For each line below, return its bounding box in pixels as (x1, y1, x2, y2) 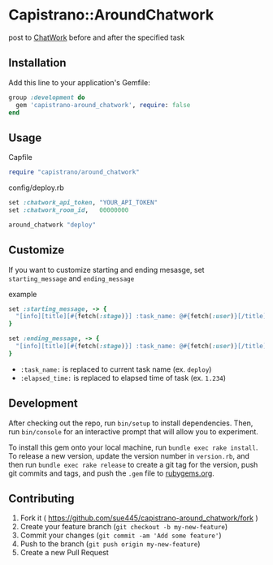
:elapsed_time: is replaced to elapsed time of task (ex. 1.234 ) (19, 373, 226, 382)
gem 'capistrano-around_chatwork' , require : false (15, 101, 191, 109)
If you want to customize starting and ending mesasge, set (8, 265, 205, 274)
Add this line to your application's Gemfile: (8, 77, 150, 87)
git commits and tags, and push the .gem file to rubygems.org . (8, 468, 215, 478)
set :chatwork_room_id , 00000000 (8, 205, 129, 214)
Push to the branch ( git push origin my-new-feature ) (19, 539, 201, 549)
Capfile (8, 153, 32, 162)
